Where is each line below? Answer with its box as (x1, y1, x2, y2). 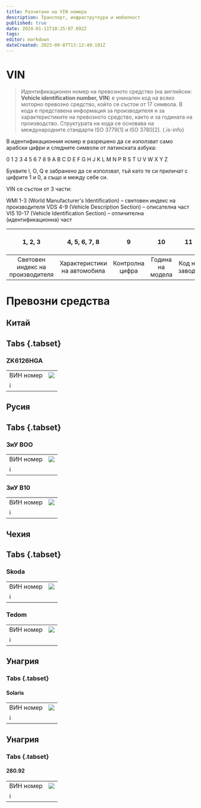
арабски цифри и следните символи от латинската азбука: (6, 144, 157, 151)
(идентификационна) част (6, 216, 72, 223)
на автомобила (61, 266, 106, 275)
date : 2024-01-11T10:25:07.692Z (6, 25, 87, 32)
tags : (6, 31, 20, 37)
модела (150, 270, 173, 279)
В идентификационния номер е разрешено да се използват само (6, 137, 173, 144)
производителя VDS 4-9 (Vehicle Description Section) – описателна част (6, 203, 190, 210)
